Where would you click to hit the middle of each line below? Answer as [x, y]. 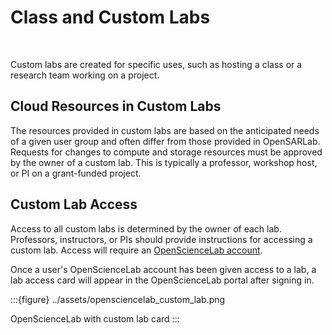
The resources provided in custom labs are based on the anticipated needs [165, 130]
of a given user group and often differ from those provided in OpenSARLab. [165, 141]
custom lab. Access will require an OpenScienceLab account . [136, 250]
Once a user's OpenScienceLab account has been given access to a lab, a [163, 269]
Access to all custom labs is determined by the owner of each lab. [146, 228]
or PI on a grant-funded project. [76, 173]
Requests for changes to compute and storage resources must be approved [166, 152]
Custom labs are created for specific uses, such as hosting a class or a [156, 64]
